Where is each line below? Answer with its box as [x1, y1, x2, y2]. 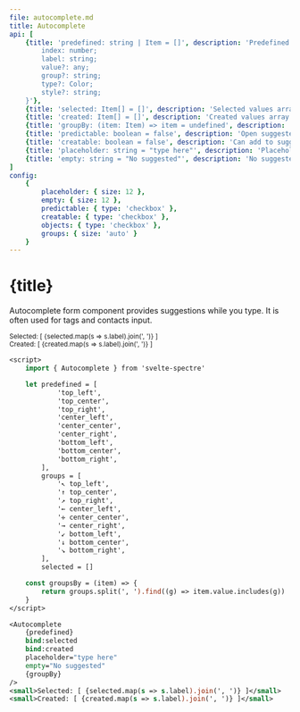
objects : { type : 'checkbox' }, [41, 221, 162, 230]
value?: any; [41, 63, 90, 72]
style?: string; [41, 88, 102, 96]
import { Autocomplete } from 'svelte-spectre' [25, 364, 205, 373]
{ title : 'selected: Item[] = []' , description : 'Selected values [25, 105, 274, 113]
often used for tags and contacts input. [9, 314, 153, 326]
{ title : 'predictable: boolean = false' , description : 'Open [25, 130, 257, 138]
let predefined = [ [25, 380, 98, 389]
